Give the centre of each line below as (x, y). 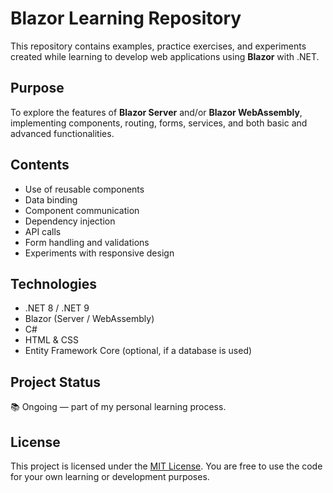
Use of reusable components (84, 189)
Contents (40, 165)
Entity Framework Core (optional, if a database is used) (138, 351)
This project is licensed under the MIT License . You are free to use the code (166, 466)
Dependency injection (70, 221)
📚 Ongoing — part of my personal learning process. (118, 407)
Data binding (51, 199)
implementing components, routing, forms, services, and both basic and (159, 123)
